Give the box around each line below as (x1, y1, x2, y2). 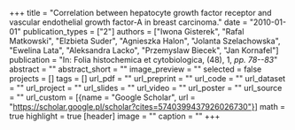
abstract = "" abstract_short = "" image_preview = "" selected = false (9, 64, 262, 74)
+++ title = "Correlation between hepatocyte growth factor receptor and (9, 8, 272, 18)
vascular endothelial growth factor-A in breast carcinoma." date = (9, 17, 248, 27)
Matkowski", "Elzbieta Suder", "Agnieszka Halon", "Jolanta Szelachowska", (9, 35, 281, 46)
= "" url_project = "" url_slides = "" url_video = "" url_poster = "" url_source (9, 83, 283, 93)
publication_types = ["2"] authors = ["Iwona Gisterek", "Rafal (22, 27, 245, 36)
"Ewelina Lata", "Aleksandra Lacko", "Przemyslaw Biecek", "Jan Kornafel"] (9, 45, 279, 56)
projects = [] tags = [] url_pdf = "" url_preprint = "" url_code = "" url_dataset (9, 73, 286, 83)
